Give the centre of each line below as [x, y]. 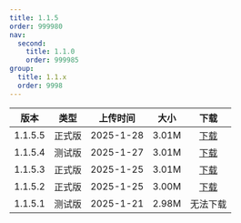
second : [32, 43]
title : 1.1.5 [34, 18]
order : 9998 [40, 86]
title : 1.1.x [42, 77]
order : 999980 [36, 26]
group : [22, 69]
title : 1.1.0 [50, 52]
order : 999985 [52, 60]
